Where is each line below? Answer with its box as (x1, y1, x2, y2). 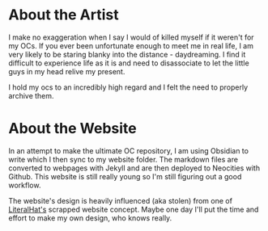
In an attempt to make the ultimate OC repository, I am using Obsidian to (8, 145, 249, 155)
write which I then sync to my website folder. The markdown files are (8, 154, 239, 164)
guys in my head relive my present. (8, 66, 125, 76)
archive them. (8, 90, 54, 100)
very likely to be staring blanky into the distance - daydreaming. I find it (8, 49, 246, 59)
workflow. (8, 180, 41, 190)
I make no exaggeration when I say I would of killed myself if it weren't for (8, 32, 254, 42)
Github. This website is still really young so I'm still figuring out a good (8, 171, 242, 181)
